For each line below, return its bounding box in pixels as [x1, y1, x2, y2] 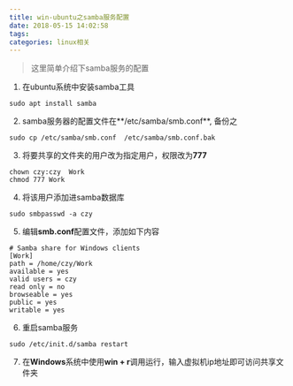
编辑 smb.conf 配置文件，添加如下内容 [21, 226, 160, 237]
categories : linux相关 [9, 37, 90, 47]
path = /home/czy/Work [9, 260, 93, 269]
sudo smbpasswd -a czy [9, 209, 93, 219]
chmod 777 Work [9, 176, 66, 185]
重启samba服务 [21, 322, 78, 333]
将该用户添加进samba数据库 [21, 192, 125, 203]
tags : [9, 29, 29, 38]
